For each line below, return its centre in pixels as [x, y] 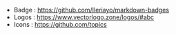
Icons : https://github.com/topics [60, 24]
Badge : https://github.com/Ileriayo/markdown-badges [91, 10]
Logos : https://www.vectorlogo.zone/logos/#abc [84, 17]
